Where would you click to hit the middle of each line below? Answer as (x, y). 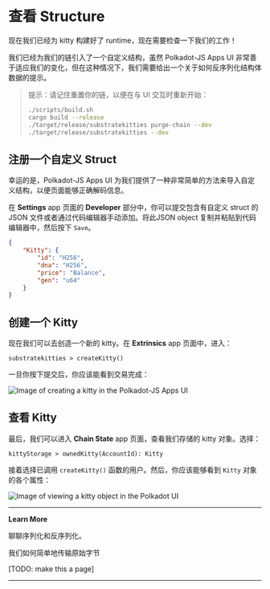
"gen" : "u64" (59, 280)
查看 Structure (57, 16)
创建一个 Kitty (43, 322)
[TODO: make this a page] (51, 569)
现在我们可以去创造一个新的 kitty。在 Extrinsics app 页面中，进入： (121, 344)
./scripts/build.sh (61, 109)
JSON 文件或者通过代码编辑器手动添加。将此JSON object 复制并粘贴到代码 (133, 217)
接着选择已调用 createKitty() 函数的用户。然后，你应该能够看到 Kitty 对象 (133, 470)
